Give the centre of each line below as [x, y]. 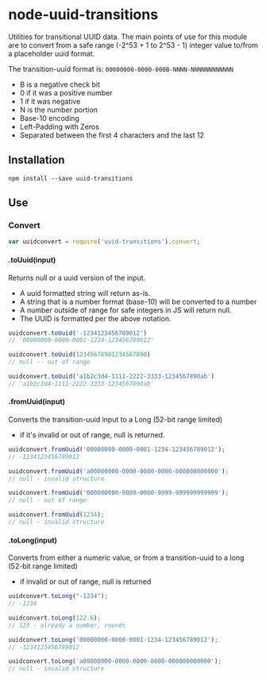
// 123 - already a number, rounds [67, 625]
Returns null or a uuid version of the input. [77, 278]
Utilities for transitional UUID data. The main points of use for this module [128, 37]
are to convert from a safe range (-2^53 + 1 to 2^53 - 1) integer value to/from [133, 45]
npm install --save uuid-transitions [71, 178]
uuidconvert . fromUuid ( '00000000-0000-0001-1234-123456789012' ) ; [117, 449]
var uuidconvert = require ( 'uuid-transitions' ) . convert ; [104, 242]
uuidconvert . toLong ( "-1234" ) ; [58, 596]
